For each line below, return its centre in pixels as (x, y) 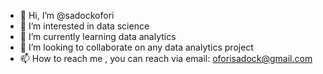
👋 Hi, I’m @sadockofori (67, 15)
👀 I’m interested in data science (84, 26)
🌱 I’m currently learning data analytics (98, 36)
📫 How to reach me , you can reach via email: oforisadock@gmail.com (166, 58)
